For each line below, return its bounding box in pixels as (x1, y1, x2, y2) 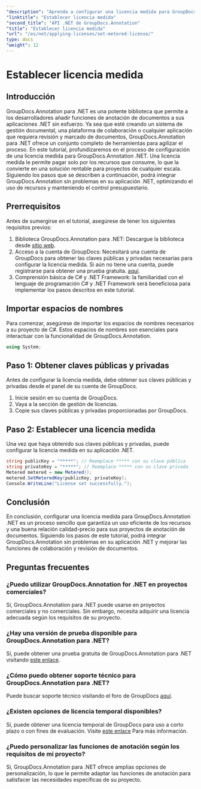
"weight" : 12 (6, 43, 39, 49)
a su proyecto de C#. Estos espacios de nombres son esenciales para (6, 326, 178, 333)
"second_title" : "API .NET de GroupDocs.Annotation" (6, 20, 141, 26)
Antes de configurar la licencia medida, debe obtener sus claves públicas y (6, 376, 191, 383)
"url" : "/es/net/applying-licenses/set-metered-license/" (6, 31, 154, 37)
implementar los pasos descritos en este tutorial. (14, 286, 136, 294)
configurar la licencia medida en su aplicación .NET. (6, 447, 135, 454)
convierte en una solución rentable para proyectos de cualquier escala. (6, 165, 182, 172)
